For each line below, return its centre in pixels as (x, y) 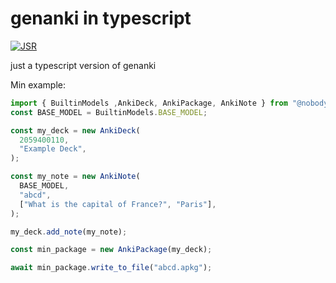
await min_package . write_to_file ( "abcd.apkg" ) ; (111, 268)
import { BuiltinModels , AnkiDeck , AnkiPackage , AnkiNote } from (149, 103)
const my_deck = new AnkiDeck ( (75, 130)
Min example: (38, 84)
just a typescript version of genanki (83, 65)
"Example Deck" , (53, 149)
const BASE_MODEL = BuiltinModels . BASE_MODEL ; (109, 112)
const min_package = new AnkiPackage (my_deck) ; (111, 250)
